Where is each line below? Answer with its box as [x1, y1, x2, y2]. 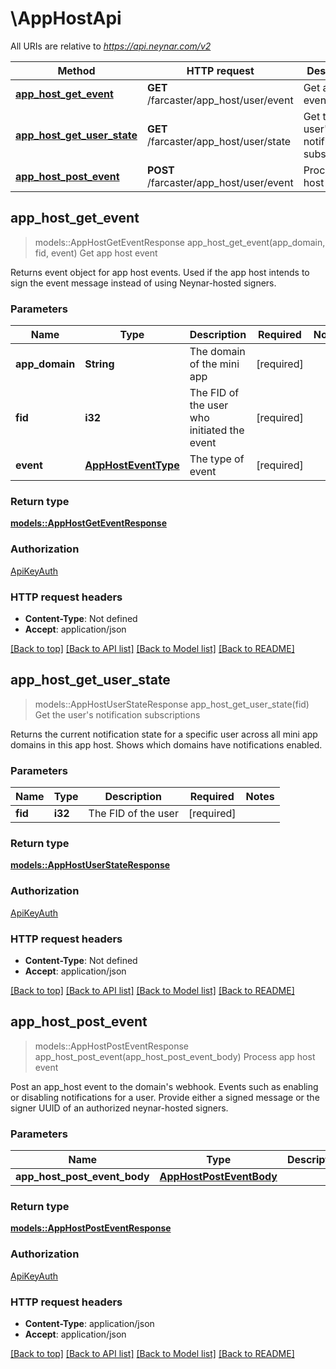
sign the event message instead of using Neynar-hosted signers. [10, 277, 277, 289]
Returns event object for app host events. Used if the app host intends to [10, 266, 310, 278]
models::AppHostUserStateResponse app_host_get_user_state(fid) [34, 698, 310, 710]
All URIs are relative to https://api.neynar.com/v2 [10, 40, 212, 52]
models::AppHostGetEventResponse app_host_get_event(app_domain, [34, 236, 326, 248]
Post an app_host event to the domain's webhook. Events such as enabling [10, 1080, 319, 1092]
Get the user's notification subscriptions [34, 708, 201, 721]
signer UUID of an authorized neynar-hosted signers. [10, 1102, 229, 1114]
